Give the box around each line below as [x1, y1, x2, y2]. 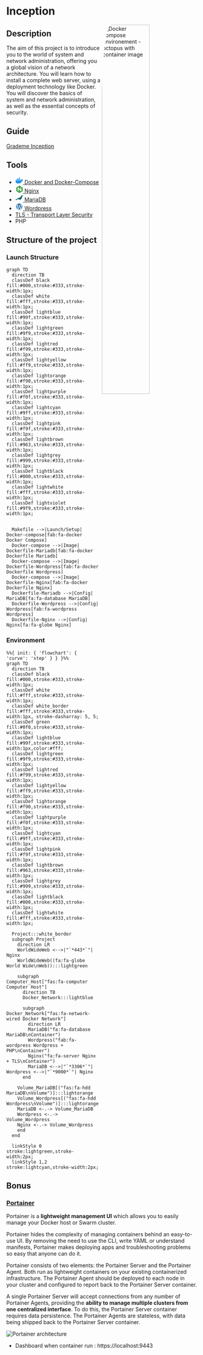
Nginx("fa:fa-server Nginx [28, 1053, 96, 1059]
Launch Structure [6, 253, 59, 261]
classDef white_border [12, 703, 69, 709]
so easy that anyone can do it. [6, 1250, 82, 1257]
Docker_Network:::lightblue [22, 994, 94, 1000]
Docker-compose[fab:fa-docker [6, 532, 83, 538]
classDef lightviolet [12, 500, 67, 507]
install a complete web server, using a [6, 77, 101, 84]
